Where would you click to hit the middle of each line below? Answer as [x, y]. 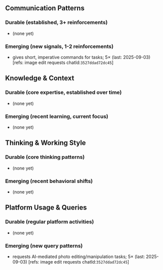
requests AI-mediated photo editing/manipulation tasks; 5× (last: [79, 256]
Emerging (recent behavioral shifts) [49, 181]
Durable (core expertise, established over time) [64, 92]
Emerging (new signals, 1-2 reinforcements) [59, 46]
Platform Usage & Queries [46, 208]
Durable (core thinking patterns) [45, 157]
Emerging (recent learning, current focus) [57, 116]
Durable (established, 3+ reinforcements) [57, 22]
